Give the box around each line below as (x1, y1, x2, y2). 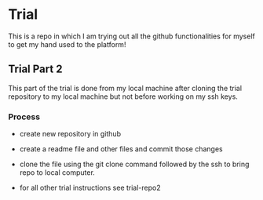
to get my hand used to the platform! (8, 39, 126, 49)
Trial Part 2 (8, 63, 63, 76)
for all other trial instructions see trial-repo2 (19, 183, 161, 193)
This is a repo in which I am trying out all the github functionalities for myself (8, 31, 255, 41)
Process (8, 111, 41, 122)
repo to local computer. (19, 168, 96, 177)
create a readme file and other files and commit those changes (19, 144, 224, 154)
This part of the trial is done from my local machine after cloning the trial (8, 83, 242, 93)
